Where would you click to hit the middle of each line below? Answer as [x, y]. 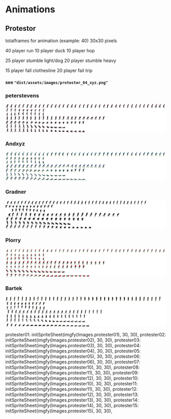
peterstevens [22, 95]
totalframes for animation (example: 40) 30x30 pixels [61, 41]
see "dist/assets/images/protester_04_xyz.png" [57, 82]
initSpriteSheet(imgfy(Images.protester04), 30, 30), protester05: [73, 351]
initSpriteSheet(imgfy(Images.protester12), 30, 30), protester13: [72, 394]
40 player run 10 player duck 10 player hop [50, 51]
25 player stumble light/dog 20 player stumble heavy [61, 61]
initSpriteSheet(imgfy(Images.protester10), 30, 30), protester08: [72, 367]
